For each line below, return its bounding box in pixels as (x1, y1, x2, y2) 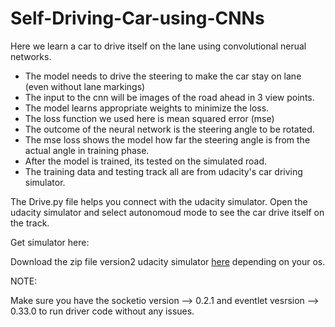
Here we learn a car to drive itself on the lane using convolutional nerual (10, 40, 307, 52)
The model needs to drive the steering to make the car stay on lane (24, 70, 302, 82)
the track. (10, 217, 50, 229)
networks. (10, 50, 52, 62)
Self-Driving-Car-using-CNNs (10, 7, 265, 30)
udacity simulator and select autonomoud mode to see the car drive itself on (10, 206, 325, 218)
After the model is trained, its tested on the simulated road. (24, 155, 268, 167)
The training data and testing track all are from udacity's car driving (24, 165, 303, 177)
